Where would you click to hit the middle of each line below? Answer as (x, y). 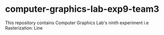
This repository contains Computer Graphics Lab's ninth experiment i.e (77, 23)
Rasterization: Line (24, 28)
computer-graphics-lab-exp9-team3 (82, 9)
